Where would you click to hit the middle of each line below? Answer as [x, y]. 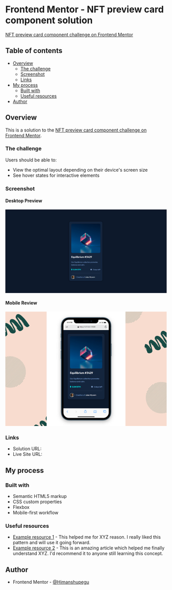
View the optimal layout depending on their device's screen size [80, 170]
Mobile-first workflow [36, 512]
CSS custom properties [37, 502]
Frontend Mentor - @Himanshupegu [51, 582]
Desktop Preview [24, 201]
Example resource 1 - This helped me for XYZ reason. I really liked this [87, 537]
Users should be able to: [31, 160]
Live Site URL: [27, 454]
